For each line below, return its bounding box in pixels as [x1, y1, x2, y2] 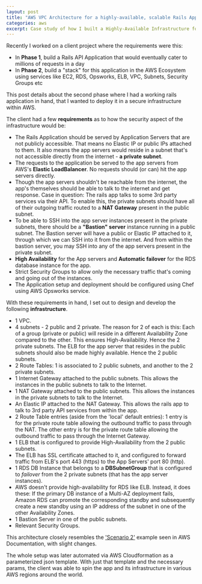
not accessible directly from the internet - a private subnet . [14, 153, 163, 160]
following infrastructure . [6, 306, 68, 313]
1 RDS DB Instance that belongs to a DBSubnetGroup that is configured [14, 465, 192, 472]
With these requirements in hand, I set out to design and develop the [6, 299, 176, 306]
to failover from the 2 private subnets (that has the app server [14, 471, 168, 478]
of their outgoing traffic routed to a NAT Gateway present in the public [14, 204, 189, 212]
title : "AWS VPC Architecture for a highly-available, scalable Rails [6, 14, 187, 20]
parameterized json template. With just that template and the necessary [6, 558, 183, 565]
